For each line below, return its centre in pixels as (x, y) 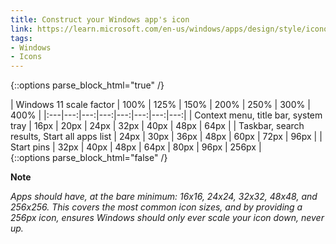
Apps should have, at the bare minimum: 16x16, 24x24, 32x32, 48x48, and (164, 197)
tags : (21, 38)
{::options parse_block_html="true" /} (87, 85)
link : (21, 29)
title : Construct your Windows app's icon (100, 19)
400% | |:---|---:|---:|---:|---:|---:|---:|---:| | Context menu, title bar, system (166, 115)
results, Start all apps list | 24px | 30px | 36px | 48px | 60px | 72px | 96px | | (166, 137)
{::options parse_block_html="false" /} (89, 158)
